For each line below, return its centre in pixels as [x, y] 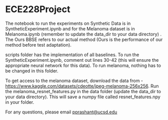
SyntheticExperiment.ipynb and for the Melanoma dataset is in [70, 28]
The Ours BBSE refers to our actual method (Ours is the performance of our [84, 39]
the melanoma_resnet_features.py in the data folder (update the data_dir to [83, 91]
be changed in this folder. [32, 71]
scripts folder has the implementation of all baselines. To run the [72, 55]
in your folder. [20, 102]
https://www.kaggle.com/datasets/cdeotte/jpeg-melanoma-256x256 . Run [82, 86]
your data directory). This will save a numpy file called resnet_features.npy [83, 97]
